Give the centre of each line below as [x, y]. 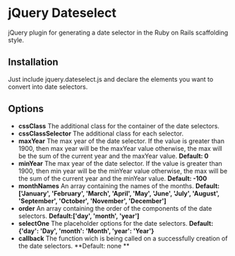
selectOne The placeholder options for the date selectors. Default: [116, 223]
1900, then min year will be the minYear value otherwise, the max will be [123, 171]
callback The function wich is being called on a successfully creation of [123, 238]
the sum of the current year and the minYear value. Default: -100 [113, 178]
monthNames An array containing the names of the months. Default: [119, 185]
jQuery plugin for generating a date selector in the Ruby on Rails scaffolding [118, 32]
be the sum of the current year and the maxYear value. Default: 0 [113, 156]
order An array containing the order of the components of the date [115, 208]
